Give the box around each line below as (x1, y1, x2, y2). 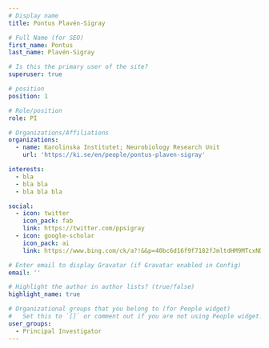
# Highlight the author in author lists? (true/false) (8, 283, 195, 291)
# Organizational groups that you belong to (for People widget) (8, 305, 231, 313)
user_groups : (8, 319, 52, 328)
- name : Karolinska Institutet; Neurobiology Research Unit (15, 143, 220, 152)
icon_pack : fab (22, 217, 74, 225)
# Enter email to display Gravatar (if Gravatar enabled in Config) (8, 261, 242, 269)
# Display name (8, 11, 59, 20)
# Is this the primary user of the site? (8, 63, 149, 71)
